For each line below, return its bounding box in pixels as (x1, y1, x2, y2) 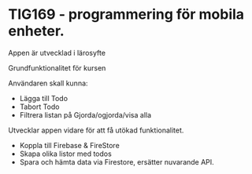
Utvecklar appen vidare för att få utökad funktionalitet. (8, 125, 184, 135)
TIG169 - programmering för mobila (8, 5, 245, 24)
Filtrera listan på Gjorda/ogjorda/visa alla (19, 110, 152, 119)
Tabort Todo (19, 102, 60, 111)
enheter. (8, 22, 65, 40)
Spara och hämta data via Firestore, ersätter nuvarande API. (19, 157, 214, 166)
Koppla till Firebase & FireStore (19, 140, 120, 150)
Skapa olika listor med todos (19, 149, 112, 158)
